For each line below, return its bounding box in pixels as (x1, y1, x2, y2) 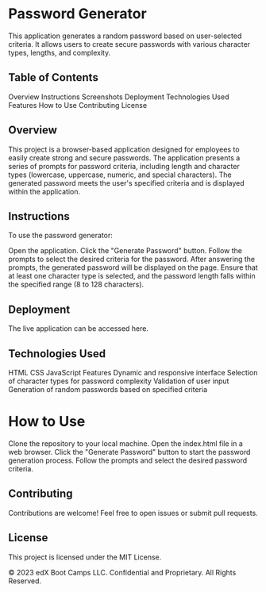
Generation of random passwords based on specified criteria (8, 385, 208, 394)
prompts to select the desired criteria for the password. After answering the (8, 255, 256, 264)
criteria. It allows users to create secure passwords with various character (8, 39, 251, 48)
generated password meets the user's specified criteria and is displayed (8, 178, 245, 187)
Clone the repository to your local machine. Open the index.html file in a (8, 438, 244, 448)
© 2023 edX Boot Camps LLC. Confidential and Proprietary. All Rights (8, 567, 237, 577)
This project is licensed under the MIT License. (8, 552, 162, 562)
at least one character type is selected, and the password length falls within (8, 271, 256, 281)
